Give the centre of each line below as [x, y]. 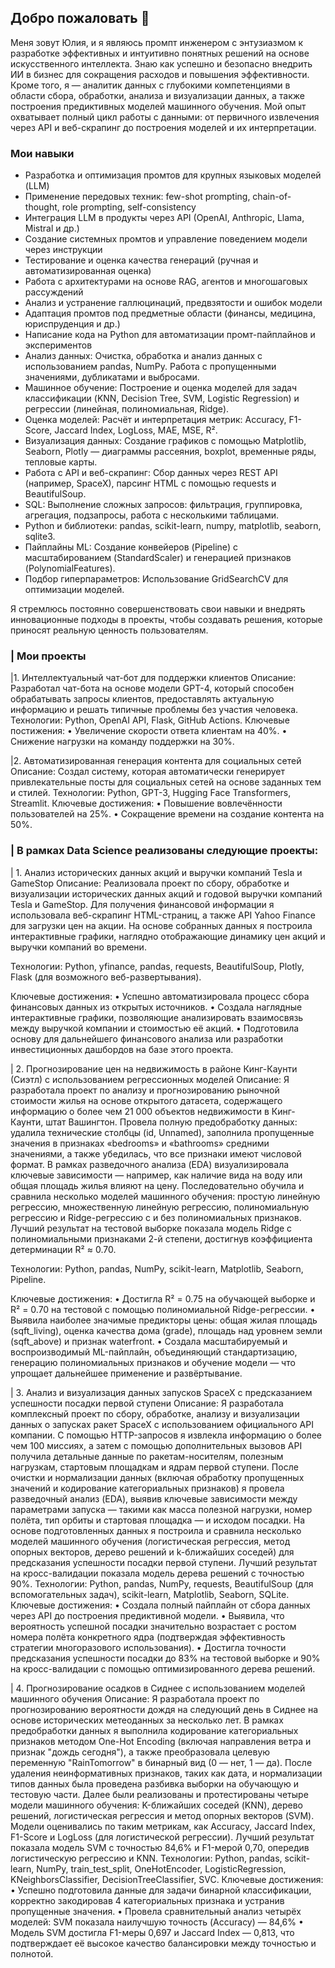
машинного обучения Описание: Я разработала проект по [135, 1698]
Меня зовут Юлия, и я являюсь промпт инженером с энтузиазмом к [157, 42]
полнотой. [32, 1953]
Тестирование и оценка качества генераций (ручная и [141, 260]
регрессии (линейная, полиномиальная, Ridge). [127, 409]
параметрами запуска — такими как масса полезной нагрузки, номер [161, 1509]
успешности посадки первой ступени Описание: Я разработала [147, 1403]
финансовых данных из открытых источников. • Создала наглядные [156, 1007]
